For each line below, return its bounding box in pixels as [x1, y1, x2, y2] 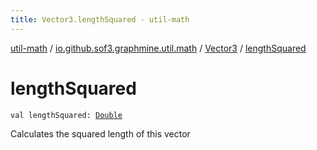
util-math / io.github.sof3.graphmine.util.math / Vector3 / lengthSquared [10, 42, 307, 54]
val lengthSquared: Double [10, 110, 123, 120]
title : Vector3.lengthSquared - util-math [10, 14, 190, 25]
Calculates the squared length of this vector [10, 127, 191, 140]
